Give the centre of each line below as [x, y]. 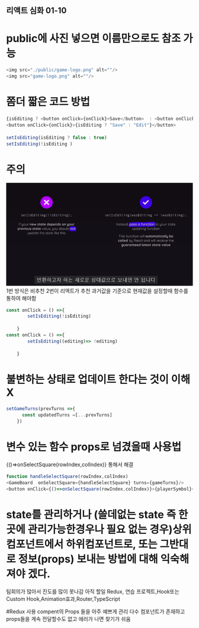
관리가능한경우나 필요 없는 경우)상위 [110, 529]
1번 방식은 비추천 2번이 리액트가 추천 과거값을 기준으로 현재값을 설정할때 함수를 [97, 291]
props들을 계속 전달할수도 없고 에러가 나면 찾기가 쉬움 [69, 619]
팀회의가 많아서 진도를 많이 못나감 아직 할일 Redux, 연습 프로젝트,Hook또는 [93, 591]
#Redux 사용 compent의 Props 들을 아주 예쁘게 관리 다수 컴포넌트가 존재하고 [96, 611]
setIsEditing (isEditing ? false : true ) [57, 137]
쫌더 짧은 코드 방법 [48, 102]
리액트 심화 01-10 [36, 11]
